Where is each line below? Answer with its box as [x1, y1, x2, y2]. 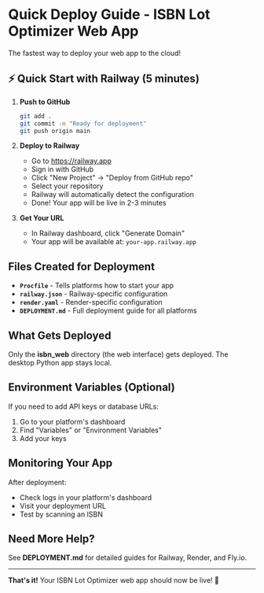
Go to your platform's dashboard [19, 417, 126, 426]
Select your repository [31, 181, 104, 191]
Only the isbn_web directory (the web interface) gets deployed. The [8, 350, 229, 359]
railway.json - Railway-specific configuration [19, 289, 168, 298]
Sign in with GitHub [31, 165, 94, 174]
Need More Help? [8, 532, 96, 546]
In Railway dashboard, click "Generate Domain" [31, 228, 185, 238]
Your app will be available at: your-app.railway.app [31, 237, 196, 246]
